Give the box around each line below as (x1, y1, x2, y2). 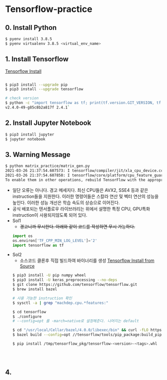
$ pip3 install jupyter (5, 132, 55, 137)
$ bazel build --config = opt (12, 332, 71, 337)
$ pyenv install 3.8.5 (5, 36, 52, 41)
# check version (5, 96, 39, 101)
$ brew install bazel (12, 287, 57, 292)
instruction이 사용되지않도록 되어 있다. (12, 212, 88, 218)
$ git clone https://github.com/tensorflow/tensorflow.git (12, 282, 138, 287)
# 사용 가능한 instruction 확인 (12, 295, 72, 301)
